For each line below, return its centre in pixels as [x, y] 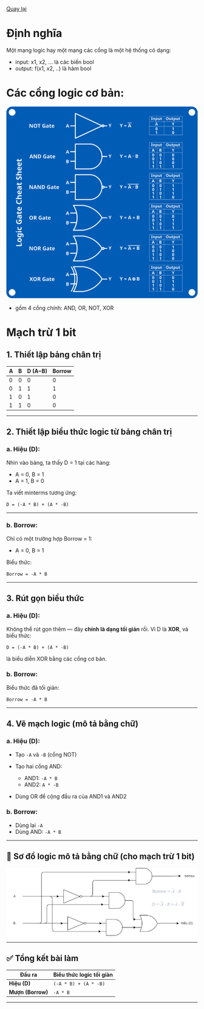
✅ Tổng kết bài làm [42, 958]
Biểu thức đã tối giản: [33, 687]
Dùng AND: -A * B [38, 831]
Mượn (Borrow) [29, 992]
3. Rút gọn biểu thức [45, 598]
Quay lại [17, 9]
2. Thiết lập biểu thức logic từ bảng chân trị [89, 432]
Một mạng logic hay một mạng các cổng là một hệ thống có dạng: [89, 50]
